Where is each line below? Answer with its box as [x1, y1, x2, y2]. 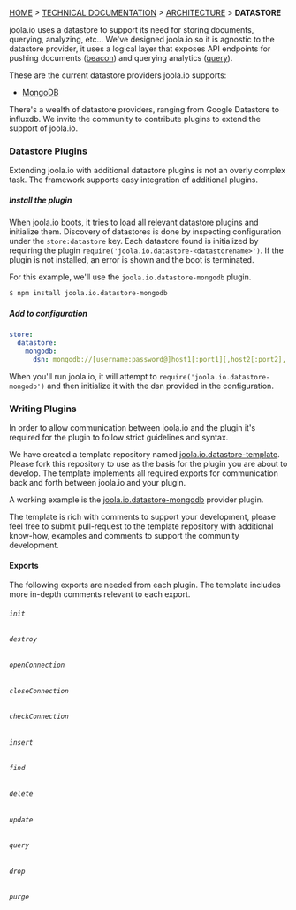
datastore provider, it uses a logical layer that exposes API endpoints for [9, 43, 271, 54]
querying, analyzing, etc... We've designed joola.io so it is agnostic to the [9, 34, 276, 44]
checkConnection [9, 712, 69, 722]
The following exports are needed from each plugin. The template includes [9, 579, 281, 591]
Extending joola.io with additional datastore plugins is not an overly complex [9, 165, 285, 176]
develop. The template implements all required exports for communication [9, 468, 278, 478]
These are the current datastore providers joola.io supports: [9, 70, 227, 80]
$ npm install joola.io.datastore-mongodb [9, 289, 168, 298]
